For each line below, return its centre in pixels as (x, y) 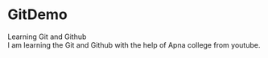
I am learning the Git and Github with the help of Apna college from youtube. (134, 44)
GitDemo (37, 15)
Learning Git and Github (47, 37)
